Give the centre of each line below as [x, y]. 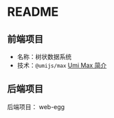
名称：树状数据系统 [44, 57]
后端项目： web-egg [36, 106]
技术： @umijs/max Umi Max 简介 [62, 65]
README [33, 12]
